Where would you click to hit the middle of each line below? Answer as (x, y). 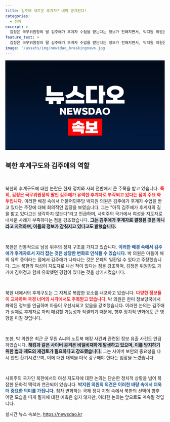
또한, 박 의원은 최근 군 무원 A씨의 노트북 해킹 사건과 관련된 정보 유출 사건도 (79, 339)
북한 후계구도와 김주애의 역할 (48, 165)
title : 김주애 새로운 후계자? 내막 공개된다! (46, 11)
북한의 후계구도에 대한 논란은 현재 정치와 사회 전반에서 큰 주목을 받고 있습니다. (82, 188)
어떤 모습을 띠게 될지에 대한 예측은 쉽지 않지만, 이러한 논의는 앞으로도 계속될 (80, 397)
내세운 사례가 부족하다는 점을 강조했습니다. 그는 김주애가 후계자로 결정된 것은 (80, 220)
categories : (18, 16)
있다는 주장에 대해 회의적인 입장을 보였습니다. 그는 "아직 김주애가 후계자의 (83, 207)
